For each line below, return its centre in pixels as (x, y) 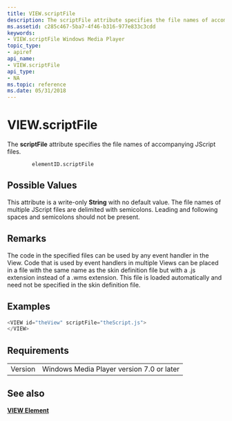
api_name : (21, 59)
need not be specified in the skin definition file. (74, 285)
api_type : (21, 71)
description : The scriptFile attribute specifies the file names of (108, 20)
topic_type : (24, 46)
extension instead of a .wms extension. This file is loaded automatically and (115, 277)
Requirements (38, 350)
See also (26, 394)
